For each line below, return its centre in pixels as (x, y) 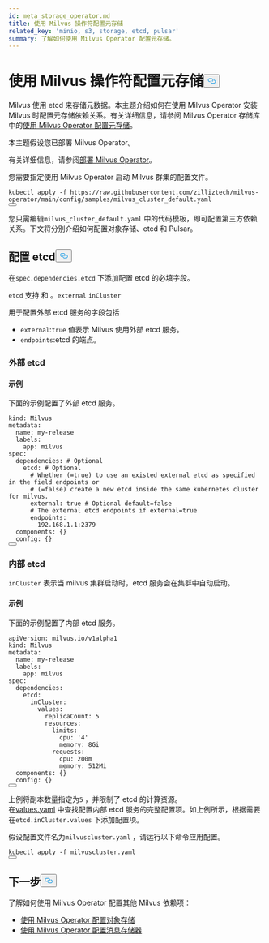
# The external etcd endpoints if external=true (113, 511)
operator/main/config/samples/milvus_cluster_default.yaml (110, 199)
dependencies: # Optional (60, 461)
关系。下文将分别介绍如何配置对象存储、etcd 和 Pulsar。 (103, 229)
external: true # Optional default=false (101, 504)
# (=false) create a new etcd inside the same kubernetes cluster (144, 490)
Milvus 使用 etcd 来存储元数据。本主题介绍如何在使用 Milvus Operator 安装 (133, 105)
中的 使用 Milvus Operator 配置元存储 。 (73, 126)
